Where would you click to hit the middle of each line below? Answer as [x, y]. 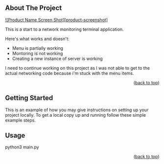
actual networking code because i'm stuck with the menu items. [70, 73]
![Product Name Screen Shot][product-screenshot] [57, 20]
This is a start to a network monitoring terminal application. [64, 29]
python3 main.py [22, 147]
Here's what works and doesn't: [37, 39]
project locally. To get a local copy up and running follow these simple [75, 115]
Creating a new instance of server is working [57, 59]
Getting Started [29, 98]
